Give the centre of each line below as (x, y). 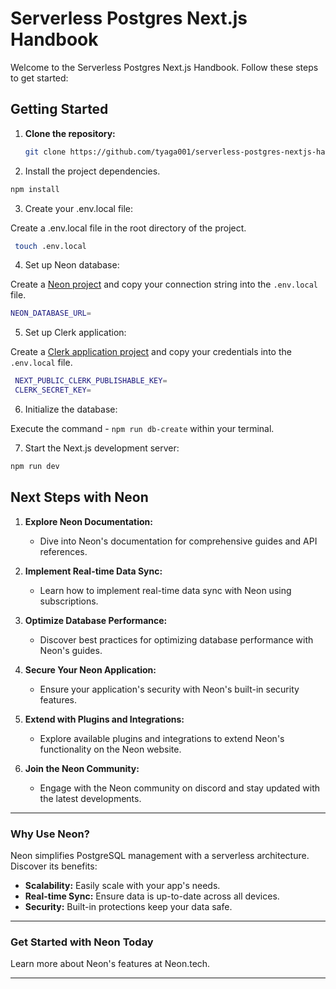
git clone (45, 152)
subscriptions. (69, 601)
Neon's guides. (71, 650)
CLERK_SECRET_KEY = (53, 390)
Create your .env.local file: (79, 208)
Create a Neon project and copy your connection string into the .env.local (164, 284)
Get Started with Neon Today (82, 942)
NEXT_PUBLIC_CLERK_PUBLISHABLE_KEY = (91, 381)
